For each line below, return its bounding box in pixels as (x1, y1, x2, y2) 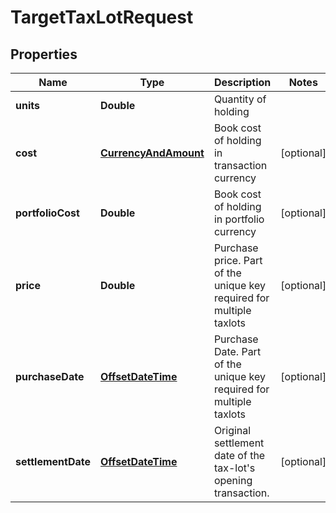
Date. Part (213, 345, 262, 358)
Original (213, 424, 252, 437)
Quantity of (213, 92, 267, 106)
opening (213, 474, 253, 487)
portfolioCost (15, 206, 80, 220)
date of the (213, 449, 266, 462)
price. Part (213, 254, 263, 267)
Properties (10, 46, 78, 63)
